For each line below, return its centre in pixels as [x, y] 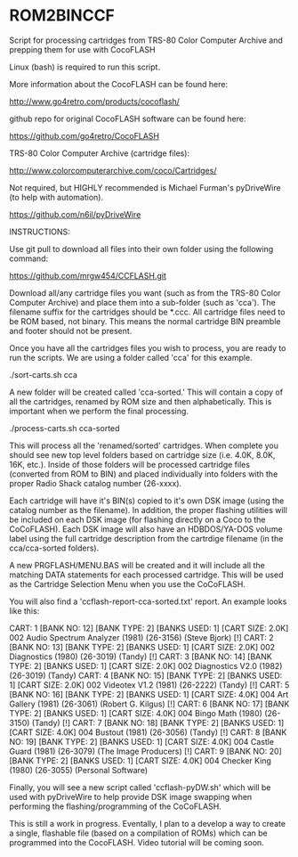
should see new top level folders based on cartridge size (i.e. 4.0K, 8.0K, [142, 454]
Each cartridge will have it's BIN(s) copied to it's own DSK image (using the [147, 501]
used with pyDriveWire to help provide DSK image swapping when [131, 796]
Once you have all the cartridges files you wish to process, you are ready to [148, 347]
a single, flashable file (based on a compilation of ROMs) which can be [139, 833]
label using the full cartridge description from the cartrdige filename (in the [146, 538]
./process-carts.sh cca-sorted [64, 428]
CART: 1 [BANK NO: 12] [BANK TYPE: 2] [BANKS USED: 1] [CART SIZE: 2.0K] [149, 628]
